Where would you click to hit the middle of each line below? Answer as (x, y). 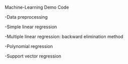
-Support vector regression (33, 56)
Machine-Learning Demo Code (37, 7)
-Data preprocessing (26, 17)
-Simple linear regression (31, 27)
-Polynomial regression (29, 46)
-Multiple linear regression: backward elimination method (64, 37)
